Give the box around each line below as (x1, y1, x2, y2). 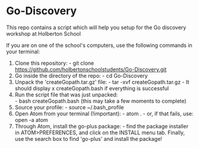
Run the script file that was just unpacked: (14, 91, 118, 98)
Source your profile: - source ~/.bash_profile (14, 103, 124, 111)
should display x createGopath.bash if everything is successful (14, 84, 169, 92)
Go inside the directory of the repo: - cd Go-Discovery (14, 72, 148, 79)
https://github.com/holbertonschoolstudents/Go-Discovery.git (14, 65, 167, 73)
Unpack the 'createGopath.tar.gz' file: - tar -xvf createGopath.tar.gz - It (14, 78, 189, 86)
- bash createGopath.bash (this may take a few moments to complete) (14, 97, 187, 105)
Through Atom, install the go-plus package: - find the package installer (14, 122, 189, 130)
